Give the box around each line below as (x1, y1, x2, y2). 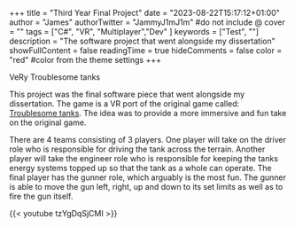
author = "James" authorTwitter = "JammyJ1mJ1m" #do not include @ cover (9, 17, 285, 27)
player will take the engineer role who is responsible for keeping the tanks (9, 153, 279, 163)
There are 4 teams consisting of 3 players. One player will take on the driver (9, 135, 286, 145)
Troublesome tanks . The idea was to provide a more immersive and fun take (9, 108, 287, 118)
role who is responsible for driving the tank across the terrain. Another (9, 144, 266, 154)
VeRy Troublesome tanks (9, 72, 101, 82)
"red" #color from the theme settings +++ (9, 55, 162, 65)
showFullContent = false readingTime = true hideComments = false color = (9, 45, 283, 56)
